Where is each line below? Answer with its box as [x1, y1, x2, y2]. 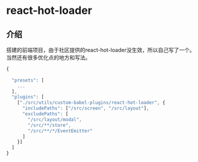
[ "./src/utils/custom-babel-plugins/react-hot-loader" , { [17, 100, 166, 106]
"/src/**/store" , [28, 122, 71, 128]
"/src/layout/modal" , [28, 116, 82, 123]
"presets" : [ [11, 77, 45, 83]
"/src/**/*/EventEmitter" [28, 128, 93, 134]
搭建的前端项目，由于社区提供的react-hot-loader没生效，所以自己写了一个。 [6, 47, 196, 53]
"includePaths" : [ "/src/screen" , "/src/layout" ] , [22, 105, 149, 112]
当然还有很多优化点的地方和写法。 [6, 54, 91, 61]
